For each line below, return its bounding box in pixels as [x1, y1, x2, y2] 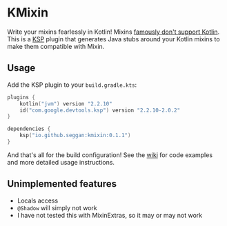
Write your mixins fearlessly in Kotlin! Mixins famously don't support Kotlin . [7, 28, 220, 36]
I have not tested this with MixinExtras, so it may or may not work [17, 211, 203, 219]
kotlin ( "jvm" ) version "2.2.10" [19, 100, 112, 107]
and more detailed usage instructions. [7, 158, 115, 166]
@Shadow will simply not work [17, 203, 98, 212]
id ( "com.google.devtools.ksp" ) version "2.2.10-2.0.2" [19, 107, 181, 114]
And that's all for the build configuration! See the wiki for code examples [7, 150, 213, 159]
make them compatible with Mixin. [7, 42, 105, 50]
